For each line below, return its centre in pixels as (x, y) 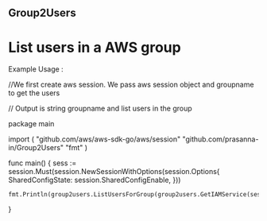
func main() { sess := (43, 163)
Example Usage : (36, 69)
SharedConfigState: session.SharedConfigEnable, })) (95, 180)
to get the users (34, 93)
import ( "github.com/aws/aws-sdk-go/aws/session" (95, 139)
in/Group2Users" (36, 148)
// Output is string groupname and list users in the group (100, 109)
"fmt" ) (77, 148)
